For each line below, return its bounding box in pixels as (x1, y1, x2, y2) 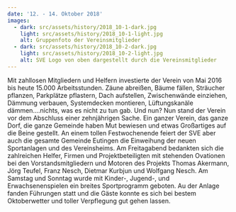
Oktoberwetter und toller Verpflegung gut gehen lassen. (7, 196, 171, 205)
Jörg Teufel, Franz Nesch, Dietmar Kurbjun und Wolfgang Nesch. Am (7, 166, 208, 174)
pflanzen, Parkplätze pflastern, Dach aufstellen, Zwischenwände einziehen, (7, 91, 228, 99)
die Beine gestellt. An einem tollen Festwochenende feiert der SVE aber (7, 128, 216, 137)
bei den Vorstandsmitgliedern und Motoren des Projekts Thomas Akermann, (7, 159, 230, 167)
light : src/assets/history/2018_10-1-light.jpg (20, 30, 163, 38)
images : (7, 17, 30, 24)
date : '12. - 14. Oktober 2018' (7, 10, 103, 18)
